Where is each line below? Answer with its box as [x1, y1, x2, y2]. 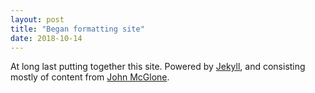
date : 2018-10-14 [10, 33, 83, 43]
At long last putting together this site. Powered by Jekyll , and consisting [10, 61, 306, 73]
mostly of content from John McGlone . [10, 71, 170, 83]
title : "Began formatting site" [10, 24, 145, 34]
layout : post [10, 14, 65, 25]
